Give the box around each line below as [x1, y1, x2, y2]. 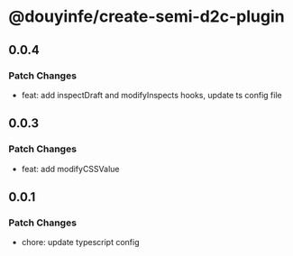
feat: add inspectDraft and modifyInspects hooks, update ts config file [21, 89, 282, 100]
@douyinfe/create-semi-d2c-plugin [8, 6, 285, 27]
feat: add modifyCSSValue [21, 163, 120, 174]
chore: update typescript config [21, 237, 141, 248]
